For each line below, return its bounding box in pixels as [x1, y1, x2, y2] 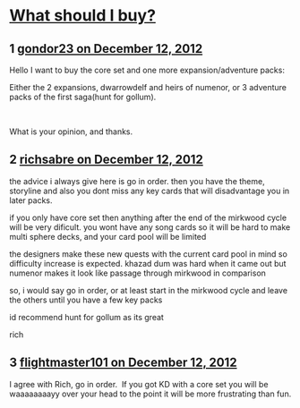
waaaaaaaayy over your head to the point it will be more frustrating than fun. [9, 388, 292, 399]
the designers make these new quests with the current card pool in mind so [9, 248, 288, 259]
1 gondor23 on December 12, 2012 [9, 41, 203, 56]
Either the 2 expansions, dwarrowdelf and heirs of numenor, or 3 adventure [9, 82, 287, 92]
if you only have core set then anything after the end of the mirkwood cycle [9, 212, 287, 223]
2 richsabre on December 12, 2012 [9, 152, 203, 167]
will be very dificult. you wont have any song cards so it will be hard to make [9, 221, 291, 233]
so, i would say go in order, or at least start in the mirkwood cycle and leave [9, 285, 288, 295]
